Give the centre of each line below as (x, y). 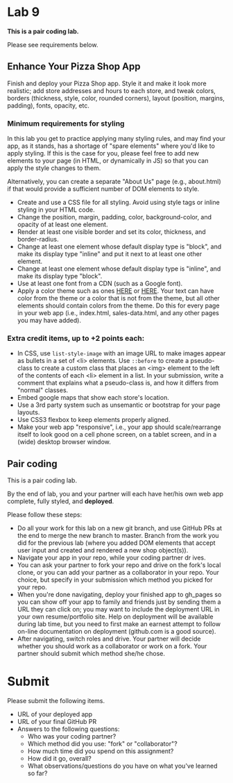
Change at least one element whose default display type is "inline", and (119, 269)
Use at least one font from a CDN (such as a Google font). (100, 284)
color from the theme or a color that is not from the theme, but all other (119, 298)
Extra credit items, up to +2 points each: (76, 338)
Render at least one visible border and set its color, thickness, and (111, 232)
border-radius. (38, 239)
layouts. (28, 412)
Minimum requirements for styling (66, 124)
